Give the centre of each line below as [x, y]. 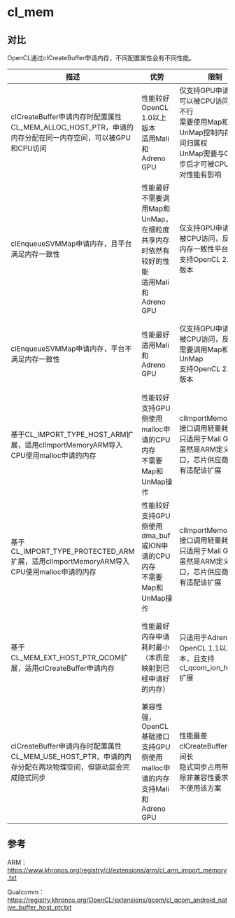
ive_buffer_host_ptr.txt [40, 907]
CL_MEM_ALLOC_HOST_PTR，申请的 [72, 127]
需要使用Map [201, 122]
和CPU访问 [29, 148]
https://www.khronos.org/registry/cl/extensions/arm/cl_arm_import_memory [117, 870]
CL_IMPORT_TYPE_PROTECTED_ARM [73, 551]
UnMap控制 [199, 132]
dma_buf [156, 535]
